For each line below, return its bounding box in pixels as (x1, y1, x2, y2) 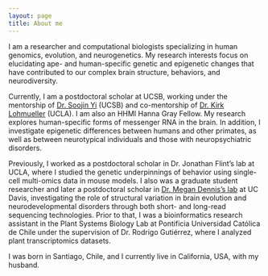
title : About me (8, 19, 63, 27)
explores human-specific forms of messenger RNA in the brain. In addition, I (8, 117, 261, 127)
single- (233, 167, 258, 177)
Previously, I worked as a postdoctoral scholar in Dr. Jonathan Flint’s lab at (8, 158, 255, 168)
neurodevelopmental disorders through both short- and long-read (8, 201, 227, 211)
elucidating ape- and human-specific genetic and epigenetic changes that (8, 58, 255, 69)
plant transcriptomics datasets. (8, 236, 111, 245)
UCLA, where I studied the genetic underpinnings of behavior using (8, 167, 232, 177)
